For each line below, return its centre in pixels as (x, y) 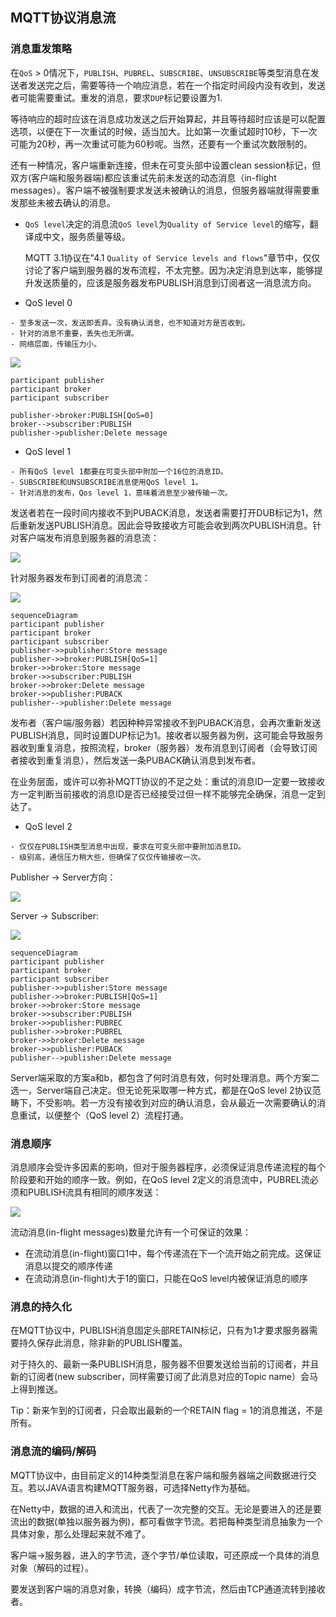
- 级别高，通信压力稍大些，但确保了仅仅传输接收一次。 (108, 857)
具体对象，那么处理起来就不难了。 (80, 1534)
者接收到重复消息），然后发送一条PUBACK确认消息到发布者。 (136, 760)
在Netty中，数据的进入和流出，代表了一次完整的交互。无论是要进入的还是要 (166, 1509)
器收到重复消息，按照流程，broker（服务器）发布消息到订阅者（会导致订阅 (164, 747)
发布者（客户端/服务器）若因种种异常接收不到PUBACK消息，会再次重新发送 (166, 722)
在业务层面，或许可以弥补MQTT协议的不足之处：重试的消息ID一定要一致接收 (167, 781)
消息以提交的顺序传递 (68, 1265)
